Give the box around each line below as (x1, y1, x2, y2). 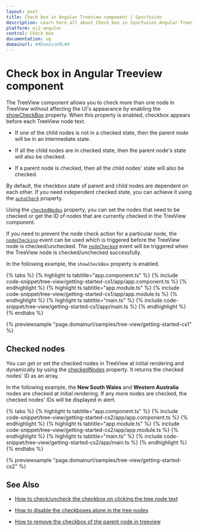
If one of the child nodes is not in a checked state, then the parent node (14, 129, 189, 136)
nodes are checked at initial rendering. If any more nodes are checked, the (6, 390, 187, 397)
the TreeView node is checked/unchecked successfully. (6, 249, 142, 256)
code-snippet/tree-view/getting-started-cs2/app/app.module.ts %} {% (6, 426, 179, 433)
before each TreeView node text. (6, 117, 85, 124)
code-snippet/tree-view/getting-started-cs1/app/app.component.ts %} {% (6, 278, 187, 285)
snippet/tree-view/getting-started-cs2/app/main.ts (6, 438, 130, 446)
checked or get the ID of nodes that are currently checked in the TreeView (6, 212, 187, 219)
